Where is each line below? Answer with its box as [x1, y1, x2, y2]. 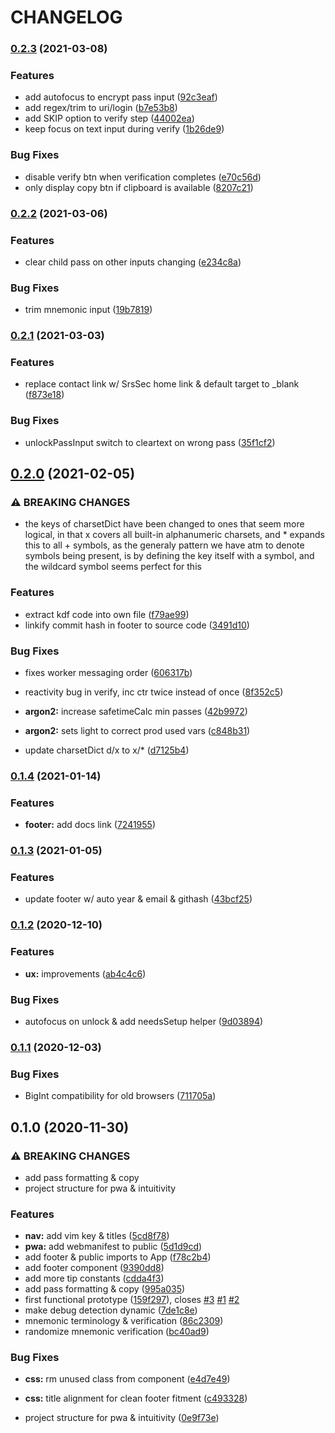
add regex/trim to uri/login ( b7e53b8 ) [24, 102, 178, 114]
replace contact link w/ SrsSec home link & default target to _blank [24, 378, 300, 390]
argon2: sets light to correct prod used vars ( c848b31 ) [24, 725, 251, 737]
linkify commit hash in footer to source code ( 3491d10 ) [24, 619, 250, 631]
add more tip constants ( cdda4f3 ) [24, 1272, 165, 1285]
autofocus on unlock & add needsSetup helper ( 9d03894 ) [24, 1015, 264, 1027]
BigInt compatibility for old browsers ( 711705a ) [24, 1090, 217, 1102]
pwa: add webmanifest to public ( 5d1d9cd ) [24, 1241, 203, 1253]
